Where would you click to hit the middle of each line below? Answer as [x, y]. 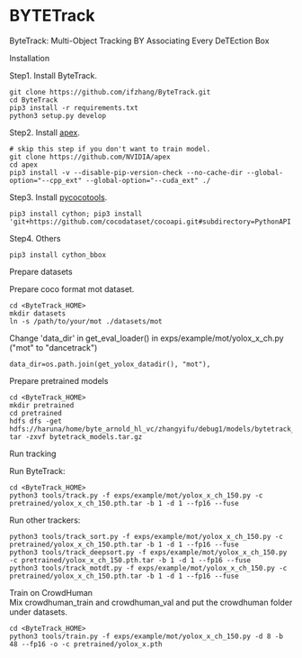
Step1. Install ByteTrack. [53, 75]
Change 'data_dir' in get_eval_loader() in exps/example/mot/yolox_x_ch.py [147, 338]
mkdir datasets [38, 313]
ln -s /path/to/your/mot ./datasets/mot [86, 321]
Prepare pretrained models [59, 380]
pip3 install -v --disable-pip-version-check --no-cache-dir [126, 172]
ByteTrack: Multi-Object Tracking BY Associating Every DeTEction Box [139, 41]
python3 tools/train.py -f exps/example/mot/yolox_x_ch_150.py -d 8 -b [146, 636]
